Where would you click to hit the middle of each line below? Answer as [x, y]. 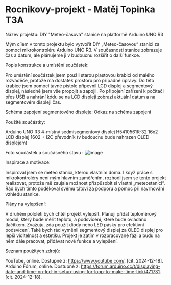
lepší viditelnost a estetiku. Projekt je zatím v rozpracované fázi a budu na [82, 235]
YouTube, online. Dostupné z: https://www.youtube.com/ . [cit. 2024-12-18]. [84, 260]
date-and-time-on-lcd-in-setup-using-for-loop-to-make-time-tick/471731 [82, 271]
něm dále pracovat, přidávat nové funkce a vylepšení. [62, 241]
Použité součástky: [25, 122]
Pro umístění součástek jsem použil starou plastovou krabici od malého [80, 75]
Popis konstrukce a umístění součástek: [47, 65]
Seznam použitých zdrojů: [33, 251]
